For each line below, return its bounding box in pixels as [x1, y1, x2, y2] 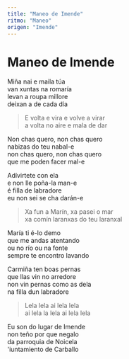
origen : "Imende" [7, 23, 59, 30]
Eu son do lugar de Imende [7, 323, 86, 331]
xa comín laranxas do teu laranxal [24, 215, 123, 224]
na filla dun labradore [7, 287, 69, 296]
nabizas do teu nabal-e [7, 142, 75, 151]
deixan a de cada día [7, 100, 68, 108]
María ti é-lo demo [7, 229, 61, 237]
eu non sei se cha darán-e [7, 194, 84, 203]
